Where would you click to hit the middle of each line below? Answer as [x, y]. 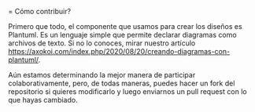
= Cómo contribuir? [40, 11]
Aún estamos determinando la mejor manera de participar [102, 75]
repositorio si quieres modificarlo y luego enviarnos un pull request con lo [128, 92]
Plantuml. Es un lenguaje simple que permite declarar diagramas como [123, 35]
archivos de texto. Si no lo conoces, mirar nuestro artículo [102, 43]
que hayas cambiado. [43, 100]
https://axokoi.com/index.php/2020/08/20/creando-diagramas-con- [119, 51]
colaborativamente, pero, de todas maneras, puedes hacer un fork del [122, 83]
